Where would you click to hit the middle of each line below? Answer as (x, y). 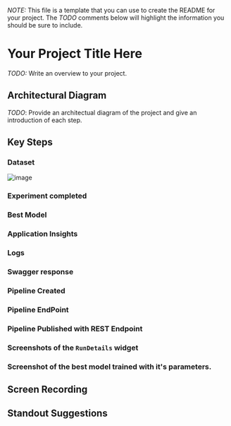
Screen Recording (48, 390)
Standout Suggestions (57, 414)
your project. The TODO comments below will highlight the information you (116, 18)
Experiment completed (47, 196)
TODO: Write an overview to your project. (67, 73)
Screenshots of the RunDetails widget (73, 348)
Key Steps (30, 142)
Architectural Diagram (57, 96)
